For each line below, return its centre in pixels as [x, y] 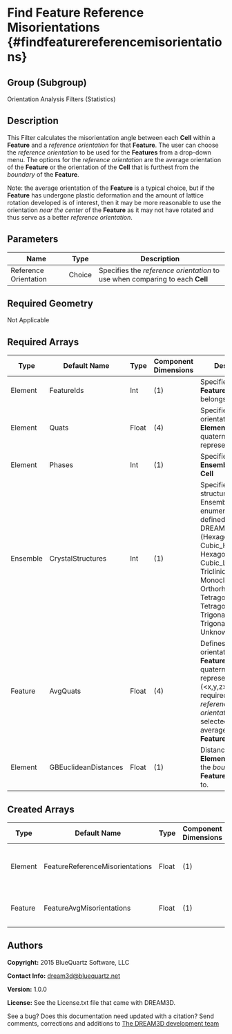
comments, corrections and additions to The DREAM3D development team [113, 1023]
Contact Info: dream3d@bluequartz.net [64, 976]
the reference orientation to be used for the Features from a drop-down [109, 152]
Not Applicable [28, 320]
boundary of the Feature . [43, 174]
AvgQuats [65, 691]
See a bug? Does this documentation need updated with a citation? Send [110, 1016]
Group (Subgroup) [47, 82]
